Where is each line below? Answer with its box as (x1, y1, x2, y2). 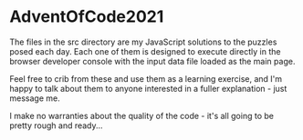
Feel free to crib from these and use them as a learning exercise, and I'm (9, 73, 283, 84)
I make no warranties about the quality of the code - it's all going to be (9, 110, 274, 121)
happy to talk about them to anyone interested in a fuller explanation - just (9, 83, 287, 94)
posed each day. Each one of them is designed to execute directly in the (9, 45, 281, 56)
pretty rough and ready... (9, 120, 103, 131)
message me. (9, 93, 61, 104)
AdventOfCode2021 (9, 6, 164, 27)
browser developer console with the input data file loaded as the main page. (9, 55, 296, 66)
